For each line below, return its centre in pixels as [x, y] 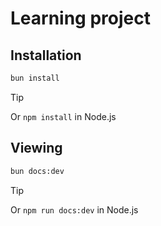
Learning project [80, 18]
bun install [35, 78]
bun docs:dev [37, 171]
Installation [46, 55]
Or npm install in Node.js [63, 116]
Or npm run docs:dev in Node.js [74, 209]
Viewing [36, 148]
